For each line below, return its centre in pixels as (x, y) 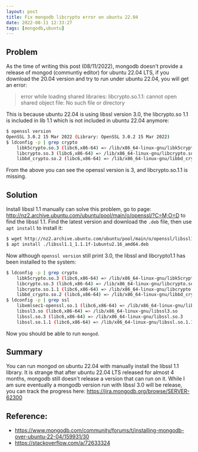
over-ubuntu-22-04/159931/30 (52, 437)
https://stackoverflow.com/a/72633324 (62, 443)
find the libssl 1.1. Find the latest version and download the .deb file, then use (99, 222)
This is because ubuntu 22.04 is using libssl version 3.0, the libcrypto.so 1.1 (97, 114)
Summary (24, 352)
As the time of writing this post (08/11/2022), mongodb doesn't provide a (94, 66)
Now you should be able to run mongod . (53, 333)
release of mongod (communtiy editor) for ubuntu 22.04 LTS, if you (88, 73)
